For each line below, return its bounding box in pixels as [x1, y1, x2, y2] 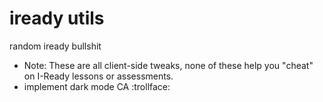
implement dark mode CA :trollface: [23, 80, 171, 92]
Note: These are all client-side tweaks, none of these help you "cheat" [23, 59, 314, 71]
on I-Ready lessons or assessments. [23, 70, 174, 82]
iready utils [9, 7, 105, 30]
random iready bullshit [9, 40, 102, 52]
